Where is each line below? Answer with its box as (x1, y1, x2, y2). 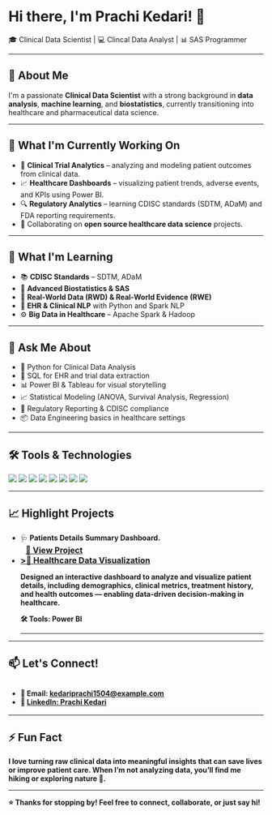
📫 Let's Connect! (8, 657, 99, 671)
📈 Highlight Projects (8, 507, 115, 521)
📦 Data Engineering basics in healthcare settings (19, 413, 186, 423)
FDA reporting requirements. (19, 210, 116, 220)
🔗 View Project (25, 544, 83, 555)
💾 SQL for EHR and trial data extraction (19, 371, 150, 380)
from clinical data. (19, 169, 81, 178)
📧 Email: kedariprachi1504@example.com (19, 688, 164, 698)
